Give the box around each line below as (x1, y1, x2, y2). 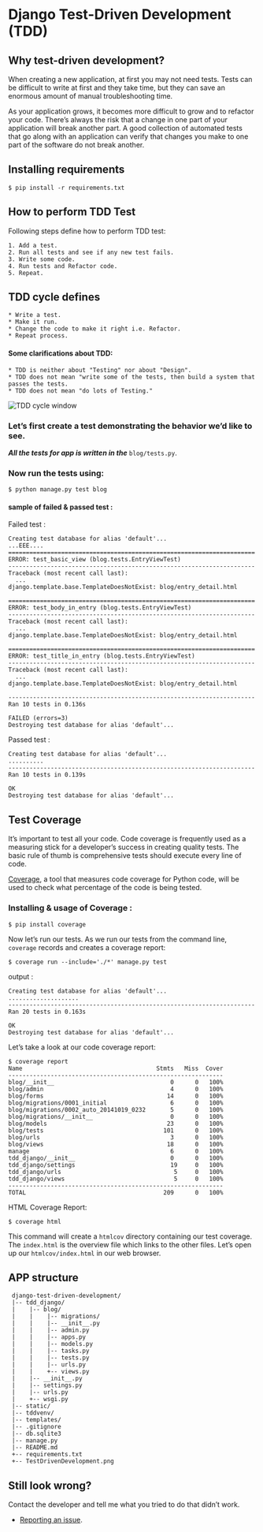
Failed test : (8, 520, 46, 529)
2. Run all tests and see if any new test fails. (8, 248, 175, 256)
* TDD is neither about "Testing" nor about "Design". (8, 366, 192, 374)
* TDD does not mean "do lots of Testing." (8, 386, 154, 395)
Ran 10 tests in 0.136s (8, 700, 87, 709)
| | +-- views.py (11, 1368, 90, 1376)
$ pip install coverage (8, 920, 87, 928)
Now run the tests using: (8, 468, 105, 479)
